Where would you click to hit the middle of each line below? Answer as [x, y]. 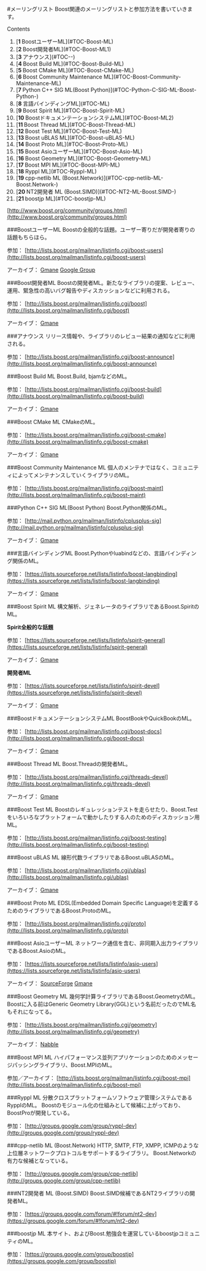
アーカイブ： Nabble [33, 1044]
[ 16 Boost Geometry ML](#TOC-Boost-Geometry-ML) [83, 158]
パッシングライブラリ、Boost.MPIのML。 [64, 1065]
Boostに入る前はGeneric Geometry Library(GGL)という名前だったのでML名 [101, 1004]
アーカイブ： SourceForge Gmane [50, 983]
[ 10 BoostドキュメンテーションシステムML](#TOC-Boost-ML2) [95, 118]
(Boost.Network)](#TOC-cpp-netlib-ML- [113, 178]
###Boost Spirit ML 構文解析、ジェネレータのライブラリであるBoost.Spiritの [103, 606]
